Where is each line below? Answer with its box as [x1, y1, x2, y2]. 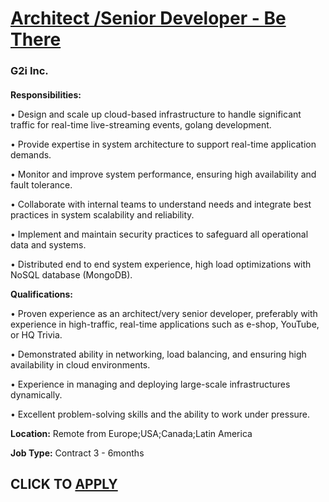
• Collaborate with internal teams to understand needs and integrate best [10, 198, 312, 210]
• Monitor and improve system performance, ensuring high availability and [10, 168, 317, 180]
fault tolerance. [10, 178, 73, 191]
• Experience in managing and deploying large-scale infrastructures [10, 378, 291, 390]
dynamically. [10, 388, 63, 401]
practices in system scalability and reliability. [10, 208, 195, 221]
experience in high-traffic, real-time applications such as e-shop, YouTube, [10, 318, 320, 330]
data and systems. [10, 238, 87, 251]
